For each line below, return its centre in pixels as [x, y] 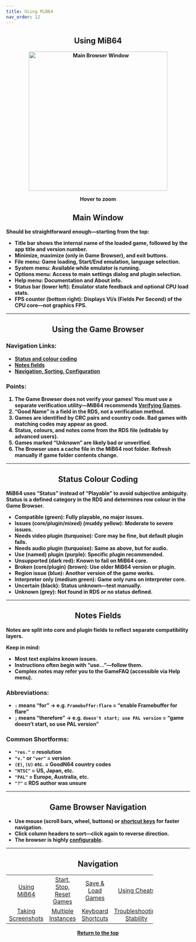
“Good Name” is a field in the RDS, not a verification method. [90, 412]
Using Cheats [136, 890]
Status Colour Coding [98, 479]
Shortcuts [95, 918]
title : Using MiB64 [30, 11]
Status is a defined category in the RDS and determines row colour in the [96, 499]
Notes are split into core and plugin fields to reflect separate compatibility [97, 630]
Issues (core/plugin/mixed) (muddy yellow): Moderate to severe [94, 523]
